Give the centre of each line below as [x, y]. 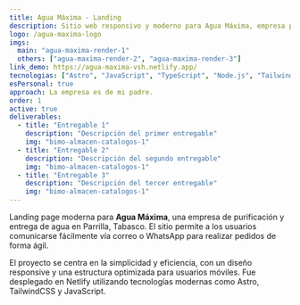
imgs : [19, 42]
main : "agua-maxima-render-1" [73, 51]
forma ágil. [29, 245]
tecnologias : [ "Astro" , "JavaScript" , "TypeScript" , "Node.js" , [131, 76]
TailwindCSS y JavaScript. [58, 291]
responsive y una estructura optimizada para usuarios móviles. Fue [133, 272]
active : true [33, 109]
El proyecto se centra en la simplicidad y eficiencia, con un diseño [131, 263]
